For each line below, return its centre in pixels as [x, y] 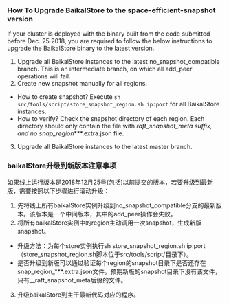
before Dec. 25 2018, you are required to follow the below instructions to [110, 41]
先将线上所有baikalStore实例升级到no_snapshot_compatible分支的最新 [117, 205]
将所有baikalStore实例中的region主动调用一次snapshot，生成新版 [109, 223]
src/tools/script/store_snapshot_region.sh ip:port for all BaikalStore [118, 104]
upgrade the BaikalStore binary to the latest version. [81, 48]
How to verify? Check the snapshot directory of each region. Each [111, 119]
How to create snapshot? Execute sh [69, 97]
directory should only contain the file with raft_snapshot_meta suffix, [115, 126]
